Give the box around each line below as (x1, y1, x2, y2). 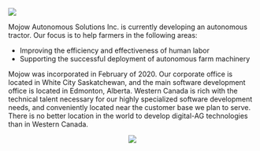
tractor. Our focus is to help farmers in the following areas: (8, 31, 198, 39)
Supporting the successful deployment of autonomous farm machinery (19, 54, 251, 63)
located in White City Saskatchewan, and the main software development (8, 78, 246, 87)
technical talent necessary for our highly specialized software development (8, 94, 253, 104)
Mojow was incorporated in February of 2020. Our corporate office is (8, 69, 233, 79)
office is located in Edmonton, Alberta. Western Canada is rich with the (8, 87, 238, 95)
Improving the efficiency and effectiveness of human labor (19, 46, 210, 55)
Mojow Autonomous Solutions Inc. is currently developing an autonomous (8, 22, 248, 31)
